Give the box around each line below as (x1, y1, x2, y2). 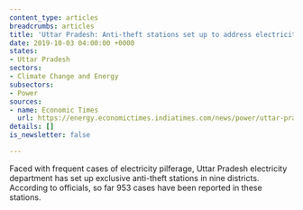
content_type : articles (9, 13, 99, 23)
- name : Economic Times (9, 105, 99, 114)
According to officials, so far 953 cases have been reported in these (9, 182, 263, 193)
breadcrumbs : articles (9, 22, 95, 31)
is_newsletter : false (9, 131, 91, 140)
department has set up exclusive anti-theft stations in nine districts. (9, 172, 260, 183)
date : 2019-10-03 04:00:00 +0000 (9, 38, 135, 48)
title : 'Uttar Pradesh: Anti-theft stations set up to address (9, 30, 252, 39)
